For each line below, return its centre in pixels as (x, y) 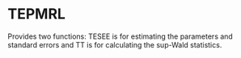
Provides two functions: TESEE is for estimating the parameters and (120, 36)
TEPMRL (37, 14)
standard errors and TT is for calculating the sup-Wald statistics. (115, 44)
